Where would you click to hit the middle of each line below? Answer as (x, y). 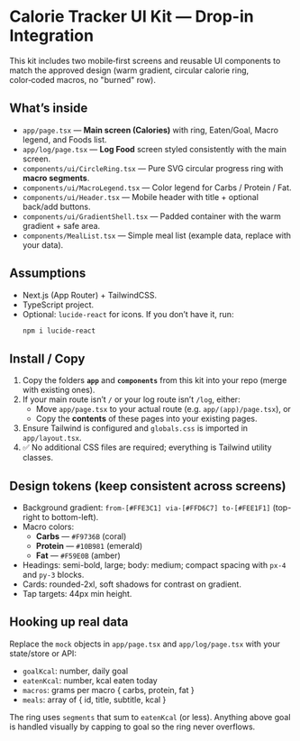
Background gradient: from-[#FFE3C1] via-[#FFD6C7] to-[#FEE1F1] (146, 508)
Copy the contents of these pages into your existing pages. (147, 419)
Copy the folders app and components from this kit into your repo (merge (155, 380)
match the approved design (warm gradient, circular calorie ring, (129, 70)
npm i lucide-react (59, 331)
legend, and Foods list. (64, 139)
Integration (52, 36)
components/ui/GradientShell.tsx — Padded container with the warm (152, 216)
